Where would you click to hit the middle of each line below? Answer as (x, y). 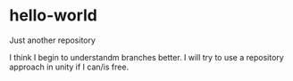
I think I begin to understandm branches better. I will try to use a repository (146, 57)
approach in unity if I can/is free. (69, 67)
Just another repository (53, 40)
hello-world (54, 16)
